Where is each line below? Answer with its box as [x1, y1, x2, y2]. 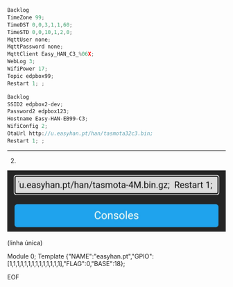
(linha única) [7, 238, 43, 247]
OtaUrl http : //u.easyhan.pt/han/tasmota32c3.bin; [7, 130, 154, 137]
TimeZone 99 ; [7, 14, 45, 21]
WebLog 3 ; [7, 58, 36, 65]
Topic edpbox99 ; [7, 72, 54, 79]
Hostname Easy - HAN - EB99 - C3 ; [7, 115, 89, 122]
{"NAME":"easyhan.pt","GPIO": [65, 252, 155, 260]
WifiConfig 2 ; [7, 123, 49, 130]
